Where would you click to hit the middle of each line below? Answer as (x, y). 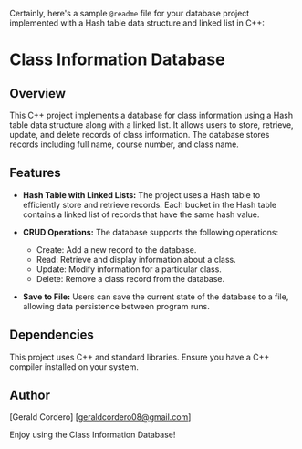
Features (35, 173)
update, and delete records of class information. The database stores (140, 135)
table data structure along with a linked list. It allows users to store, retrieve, (151, 125)
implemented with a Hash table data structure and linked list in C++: (137, 23)
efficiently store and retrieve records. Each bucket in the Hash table (150, 204)
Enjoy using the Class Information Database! (93, 435)
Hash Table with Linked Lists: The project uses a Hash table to (141, 194)
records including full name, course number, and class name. (124, 144)
